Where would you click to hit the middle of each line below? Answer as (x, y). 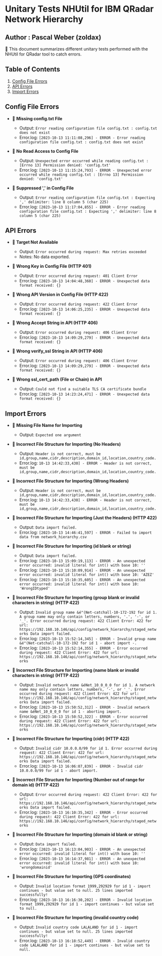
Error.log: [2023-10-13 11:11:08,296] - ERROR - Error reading (82, 137)
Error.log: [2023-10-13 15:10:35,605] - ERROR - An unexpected (82, 580)
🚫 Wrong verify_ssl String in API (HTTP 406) (57, 351)
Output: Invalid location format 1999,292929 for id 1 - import (85, 886)
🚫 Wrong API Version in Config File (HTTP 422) (60, 294)
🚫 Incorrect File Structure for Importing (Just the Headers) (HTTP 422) (84, 518)
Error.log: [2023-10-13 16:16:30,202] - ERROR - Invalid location (85, 900)
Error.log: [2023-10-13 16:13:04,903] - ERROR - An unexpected (82, 849)
